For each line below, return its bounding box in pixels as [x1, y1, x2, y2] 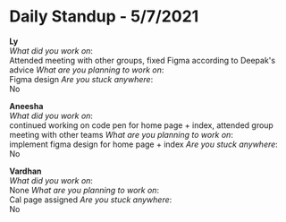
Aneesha [9, 100, 44, 111]
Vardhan [9, 166, 42, 176]
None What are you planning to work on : [9, 184, 159, 195]
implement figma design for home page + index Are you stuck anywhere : [9, 139, 279, 149]
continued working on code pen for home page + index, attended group [9, 119, 274, 131]
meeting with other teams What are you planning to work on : [9, 129, 234, 140]
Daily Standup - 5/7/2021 [9, 6, 199, 27]
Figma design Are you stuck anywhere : [9, 73, 154, 84]
